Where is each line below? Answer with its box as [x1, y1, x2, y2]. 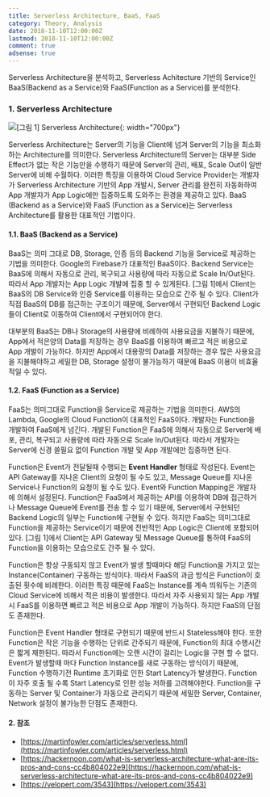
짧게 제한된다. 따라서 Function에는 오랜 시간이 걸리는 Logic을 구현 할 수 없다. [16, 648, 260, 657]
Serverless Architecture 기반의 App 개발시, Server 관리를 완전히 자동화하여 [16, 180, 258, 190]
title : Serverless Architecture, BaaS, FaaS [8, 11, 160, 20]
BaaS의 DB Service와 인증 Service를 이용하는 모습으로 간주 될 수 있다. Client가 [8, 288, 260, 299]
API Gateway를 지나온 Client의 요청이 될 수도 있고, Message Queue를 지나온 [8, 472, 253, 481]
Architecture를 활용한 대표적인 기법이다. [8, 211, 135, 220]
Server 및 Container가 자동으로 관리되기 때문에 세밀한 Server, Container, [29, 688, 262, 698]
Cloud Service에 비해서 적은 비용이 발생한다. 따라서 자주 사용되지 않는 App [8, 590, 245, 600]
